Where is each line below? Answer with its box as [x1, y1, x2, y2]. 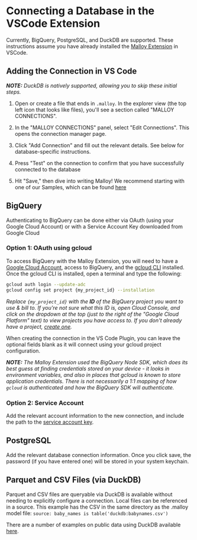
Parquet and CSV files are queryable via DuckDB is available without [6, 491, 173, 498]
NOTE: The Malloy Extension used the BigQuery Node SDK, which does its [6, 358, 188, 366]
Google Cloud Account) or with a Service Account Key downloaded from [6, 223, 183, 230]
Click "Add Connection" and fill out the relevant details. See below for [14, 141, 185, 149]
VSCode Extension [6, 17, 101, 30]
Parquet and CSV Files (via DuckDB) [6, 475, 141, 485]
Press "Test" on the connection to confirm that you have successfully [14, 159, 185, 167]
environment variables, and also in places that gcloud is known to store [6, 371, 181, 378]
